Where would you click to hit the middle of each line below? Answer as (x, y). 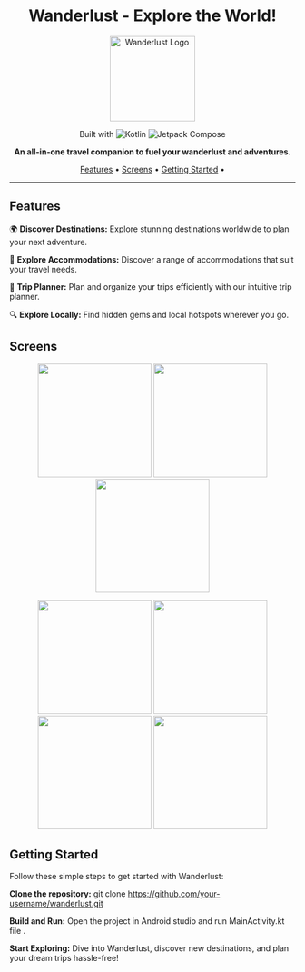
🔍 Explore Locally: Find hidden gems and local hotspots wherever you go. (149, 314)
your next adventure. (49, 242)
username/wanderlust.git (56, 904)
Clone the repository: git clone (68, 894)
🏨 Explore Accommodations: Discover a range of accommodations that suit (152, 259)
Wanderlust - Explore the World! (152, 16)
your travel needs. (43, 269)
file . (18, 931)
